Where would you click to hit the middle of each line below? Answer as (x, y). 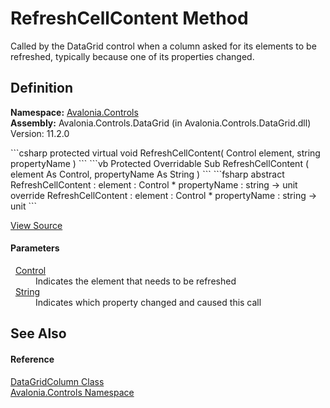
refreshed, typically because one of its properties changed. (132, 56)
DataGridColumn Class (57, 381)
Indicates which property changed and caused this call (148, 302)
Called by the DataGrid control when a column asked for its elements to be (163, 46)
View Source (36, 225)
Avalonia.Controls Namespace (72, 392)
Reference (32, 359)
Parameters (35, 248)
